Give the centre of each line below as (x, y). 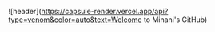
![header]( (25, 11)
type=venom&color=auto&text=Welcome (75, 20)
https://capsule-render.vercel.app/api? (105, 11)
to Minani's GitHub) (175, 20)
